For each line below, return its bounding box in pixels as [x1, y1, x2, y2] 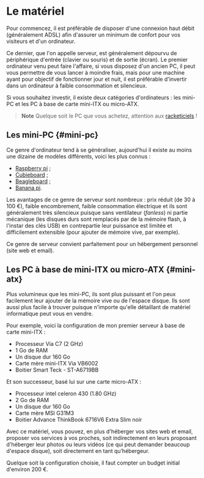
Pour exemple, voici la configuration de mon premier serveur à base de [6, 321, 185, 329]
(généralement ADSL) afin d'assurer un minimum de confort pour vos [6, 31, 181, 38]
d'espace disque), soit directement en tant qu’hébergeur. [6, 447, 150, 454]
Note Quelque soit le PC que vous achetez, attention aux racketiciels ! [21, 112, 197, 119]
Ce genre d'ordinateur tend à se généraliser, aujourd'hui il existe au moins [6, 146, 192, 154]
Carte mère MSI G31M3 [15, 409, 75, 417]
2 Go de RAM [15, 396, 49, 403]
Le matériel [6, 4, 64, 18]
